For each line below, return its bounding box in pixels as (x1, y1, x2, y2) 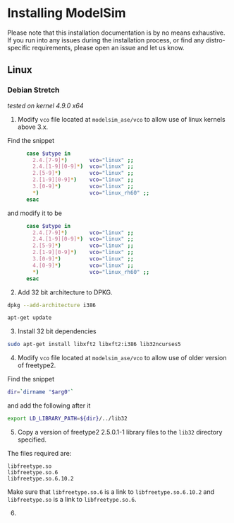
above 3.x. (17, 122, 49, 131)
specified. (17, 435, 47, 444)
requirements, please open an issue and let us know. (32, 43, 185, 52)
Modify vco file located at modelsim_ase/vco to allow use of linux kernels (17, 115, 226, 123)
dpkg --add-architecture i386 (7, 301, 97, 309)
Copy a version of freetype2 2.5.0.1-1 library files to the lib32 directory (17, 427, 223, 436)
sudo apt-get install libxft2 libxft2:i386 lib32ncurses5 (7, 341, 181, 348)
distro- (205, 35, 226, 44)
